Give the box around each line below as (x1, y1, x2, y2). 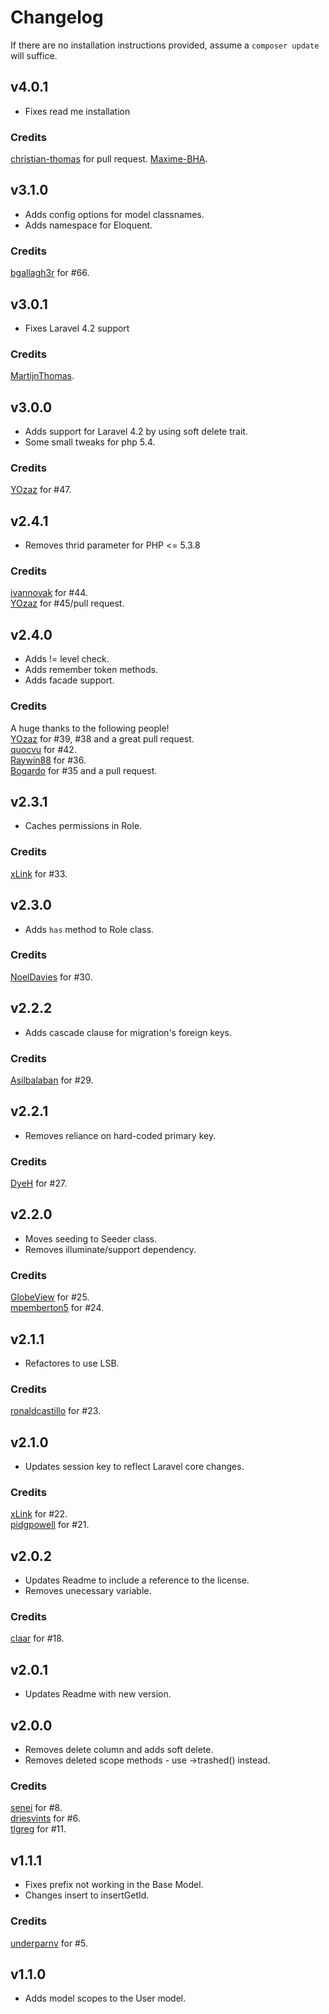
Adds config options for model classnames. (24, 208, 205, 220)
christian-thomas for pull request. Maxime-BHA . (10, 153, 208, 165)
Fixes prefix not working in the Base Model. (24, 1879, 204, 1891)
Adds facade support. (24, 674, 115, 686)
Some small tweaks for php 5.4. (24, 436, 156, 448)
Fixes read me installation (24, 105, 131, 117)
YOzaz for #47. (10, 484, 72, 496)
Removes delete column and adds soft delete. (24, 1744, 214, 1756)
